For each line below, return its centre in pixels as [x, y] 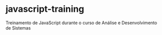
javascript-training [45, 9]
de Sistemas [18, 28]
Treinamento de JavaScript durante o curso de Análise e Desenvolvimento [81, 23]
